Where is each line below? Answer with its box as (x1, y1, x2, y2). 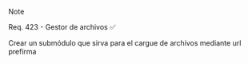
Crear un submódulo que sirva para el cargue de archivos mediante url (8, 38, 242, 47)
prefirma (8, 47, 37, 56)
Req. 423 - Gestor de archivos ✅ (8, 22, 116, 31)
